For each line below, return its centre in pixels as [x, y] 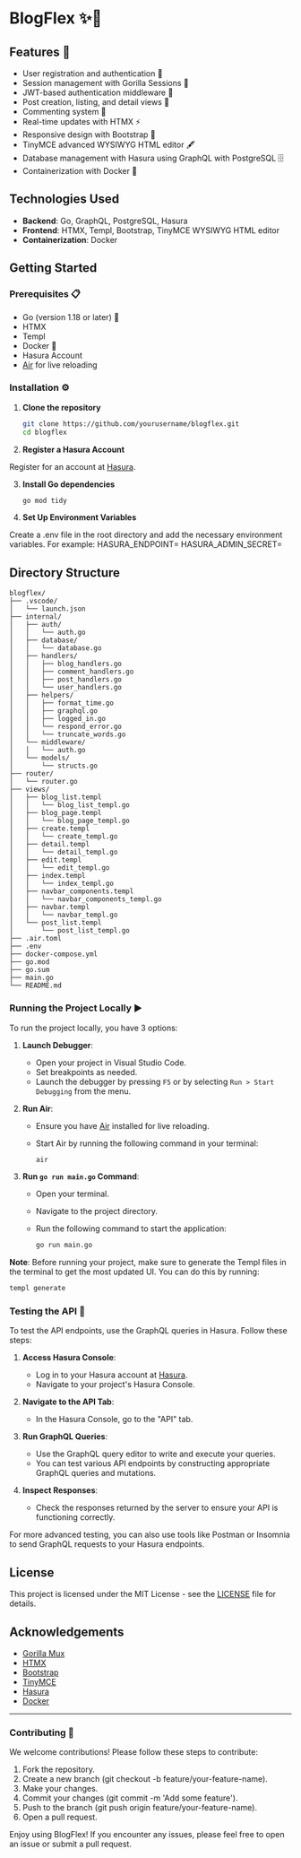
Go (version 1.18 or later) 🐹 [70, 317]
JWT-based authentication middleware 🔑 [98, 92]
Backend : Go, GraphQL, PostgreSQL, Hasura [105, 221]
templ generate [38, 1289]
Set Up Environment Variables [79, 517]
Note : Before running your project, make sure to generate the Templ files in [148, 1263]
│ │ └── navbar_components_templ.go [86, 899]
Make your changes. [60, 1789]
